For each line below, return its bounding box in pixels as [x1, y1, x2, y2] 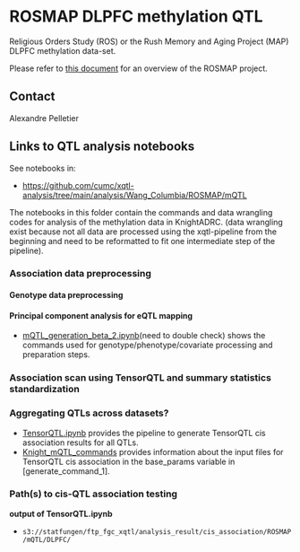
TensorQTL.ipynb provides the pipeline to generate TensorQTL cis [21, 427, 266, 438]
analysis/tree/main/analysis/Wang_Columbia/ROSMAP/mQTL [21, 189, 248, 200]
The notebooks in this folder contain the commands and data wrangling [9, 206, 273, 217]
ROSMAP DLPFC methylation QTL [9, 6, 263, 27]
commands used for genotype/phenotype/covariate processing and [21, 339, 273, 351]
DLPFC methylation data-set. [9, 45, 116, 56]
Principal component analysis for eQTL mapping [9, 310, 193, 320]
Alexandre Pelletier [9, 112, 79, 123]
